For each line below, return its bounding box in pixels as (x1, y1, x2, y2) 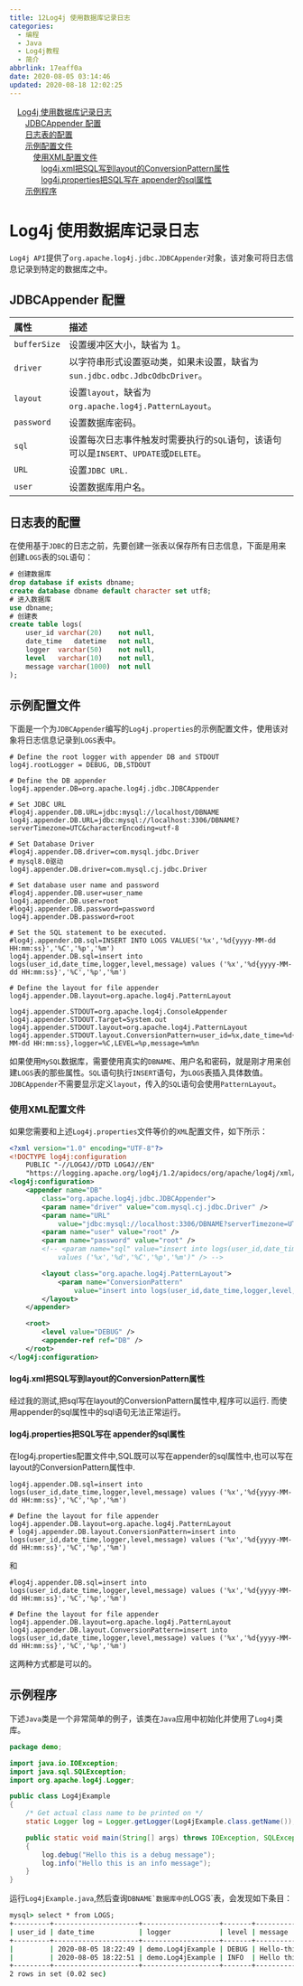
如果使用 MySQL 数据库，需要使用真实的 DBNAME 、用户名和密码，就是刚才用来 (9, 1056, 283, 1067)
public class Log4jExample (9, 1792, 111, 1801)
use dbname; (9, 603, 54, 613)
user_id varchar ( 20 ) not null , (25, 629, 155, 638)
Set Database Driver (17, 839, 95, 849)
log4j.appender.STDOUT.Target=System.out (9, 1016, 168, 1025)
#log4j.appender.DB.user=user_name (9, 889, 143, 898)
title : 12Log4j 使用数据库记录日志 (9, 13, 131, 23)
